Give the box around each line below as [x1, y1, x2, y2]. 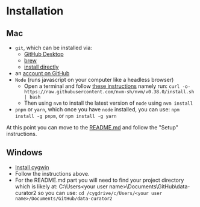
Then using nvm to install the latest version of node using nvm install [23, 99, 193, 107]
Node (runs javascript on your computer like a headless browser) [14, 76, 174, 83]
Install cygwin [14, 164, 49, 171]
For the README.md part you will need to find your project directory [14, 176, 184, 184]
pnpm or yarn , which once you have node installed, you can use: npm [14, 106, 180, 113]
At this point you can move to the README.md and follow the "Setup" [6, 124, 179, 131]
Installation [6, 4, 64, 18]
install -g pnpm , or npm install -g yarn [14, 113, 117, 119]
